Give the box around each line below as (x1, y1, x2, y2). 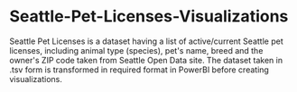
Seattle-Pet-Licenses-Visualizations (9, 6, 289, 27)
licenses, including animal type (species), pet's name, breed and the (9, 45, 264, 55)
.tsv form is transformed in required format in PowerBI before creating (9, 64, 269, 75)
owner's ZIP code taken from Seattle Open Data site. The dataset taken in (9, 54, 283, 65)
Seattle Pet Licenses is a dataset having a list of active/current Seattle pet (9, 36, 283, 46)
